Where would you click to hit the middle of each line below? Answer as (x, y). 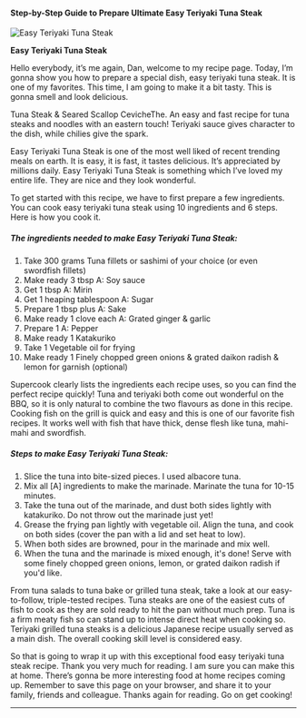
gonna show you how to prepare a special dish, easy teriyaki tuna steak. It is (153, 78)
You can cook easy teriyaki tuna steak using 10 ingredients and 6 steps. (144, 208)
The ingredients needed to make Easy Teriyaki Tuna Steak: (124, 238)
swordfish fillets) (55, 270)
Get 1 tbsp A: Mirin (58, 290)
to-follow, (28, 600)
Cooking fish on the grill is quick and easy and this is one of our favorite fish (153, 414)
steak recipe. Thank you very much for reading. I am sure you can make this (153, 666)
